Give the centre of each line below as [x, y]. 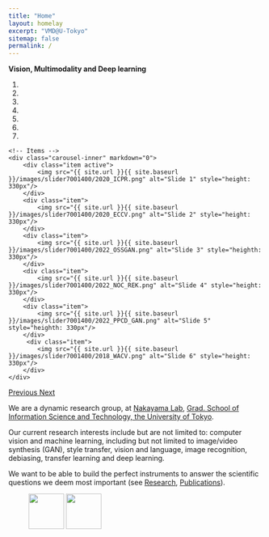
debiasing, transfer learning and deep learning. [86, 459]
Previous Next [32, 392]
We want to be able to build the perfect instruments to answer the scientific [134, 474]
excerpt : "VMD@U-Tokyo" [48, 31]
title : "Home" [32, 16]
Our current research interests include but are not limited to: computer [125, 433]
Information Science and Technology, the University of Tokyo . [111, 416]
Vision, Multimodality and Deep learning [78, 69]
